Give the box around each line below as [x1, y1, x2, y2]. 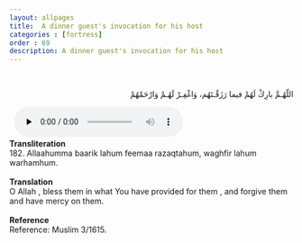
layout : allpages [9, 13, 75, 22]
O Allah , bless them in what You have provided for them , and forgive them [9, 186, 288, 197]
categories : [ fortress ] [9, 30, 103, 39]
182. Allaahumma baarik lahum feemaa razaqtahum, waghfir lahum [9, 148, 257, 158]
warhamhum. [9, 157, 59, 168]
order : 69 [9, 38, 50, 48]
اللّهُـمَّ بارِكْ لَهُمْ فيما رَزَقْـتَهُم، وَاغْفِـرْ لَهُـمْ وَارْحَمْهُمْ [130, 89, 294, 100]
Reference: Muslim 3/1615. [9, 224, 107, 235]
